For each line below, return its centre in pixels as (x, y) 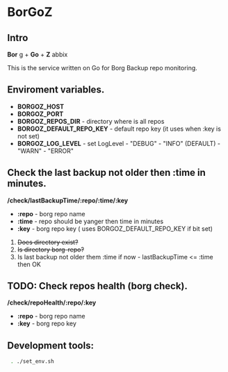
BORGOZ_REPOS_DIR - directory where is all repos (91, 121)
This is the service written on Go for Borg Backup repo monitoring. (103, 68)
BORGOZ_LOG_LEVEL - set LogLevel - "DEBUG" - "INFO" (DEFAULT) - (119, 143)
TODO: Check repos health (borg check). (97, 286)
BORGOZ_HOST (41, 106)
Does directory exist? (48, 242)
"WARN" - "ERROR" (46, 151)
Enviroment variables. (56, 90)
